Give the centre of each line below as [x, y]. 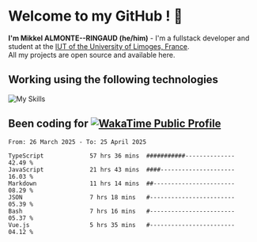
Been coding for [48, 124]
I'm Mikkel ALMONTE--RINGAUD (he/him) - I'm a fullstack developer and [129, 38]
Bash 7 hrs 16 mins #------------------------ [122, 211]
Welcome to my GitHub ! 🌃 [96, 16]
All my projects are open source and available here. [92, 55]
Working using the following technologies [113, 79]
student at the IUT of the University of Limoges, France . [99, 46]
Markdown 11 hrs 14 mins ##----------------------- [122, 183]
